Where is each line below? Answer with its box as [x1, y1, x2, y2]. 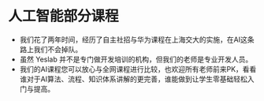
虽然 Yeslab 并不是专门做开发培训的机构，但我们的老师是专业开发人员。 [19, 54, 253, 64]
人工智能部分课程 [8, 7, 120, 25]
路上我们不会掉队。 [19, 44, 83, 54]
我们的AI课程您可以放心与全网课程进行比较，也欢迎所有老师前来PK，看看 [19, 64, 257, 73]
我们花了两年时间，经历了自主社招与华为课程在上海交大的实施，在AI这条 [19, 35, 255, 44]
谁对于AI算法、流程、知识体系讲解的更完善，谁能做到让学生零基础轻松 [19, 74, 248, 84]
